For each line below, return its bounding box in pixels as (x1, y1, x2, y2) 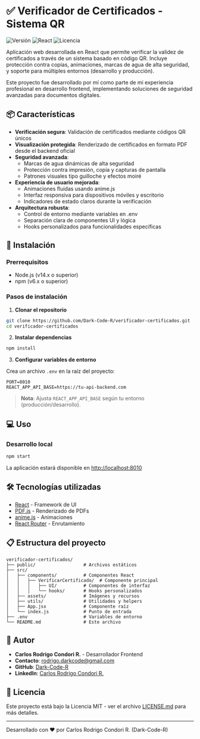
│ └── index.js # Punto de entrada (6, 608, 132, 615)
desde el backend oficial (14, 147, 76, 154)
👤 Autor (6, 635, 35, 645)
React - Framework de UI (14, 501, 77, 508)
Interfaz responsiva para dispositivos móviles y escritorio (23, 191, 164, 199)
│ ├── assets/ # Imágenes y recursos (6, 593, 140, 599)
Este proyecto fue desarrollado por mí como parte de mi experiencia (6, 78, 174, 86)
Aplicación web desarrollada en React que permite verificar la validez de (6, 48, 184, 55)
